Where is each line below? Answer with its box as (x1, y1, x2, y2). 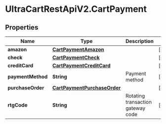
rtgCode (7, 102, 28, 108)
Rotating (125, 92, 145, 99)
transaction (125, 99, 152, 105)
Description (125, 38, 154, 44)
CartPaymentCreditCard (52, 62, 111, 69)
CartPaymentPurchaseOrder (52, 84, 121, 91)
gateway (125, 105, 146, 112)
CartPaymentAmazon (52, 46, 105, 53)
